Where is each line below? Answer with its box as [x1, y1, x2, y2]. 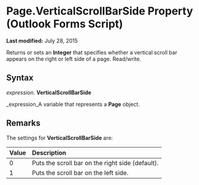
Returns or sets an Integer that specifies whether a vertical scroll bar [6, 48, 178, 56]
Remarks [6, 118, 41, 128]
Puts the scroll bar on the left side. [32, 168, 128, 177]
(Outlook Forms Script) [6, 17, 124, 31]
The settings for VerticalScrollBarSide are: [6, 134, 113, 141]
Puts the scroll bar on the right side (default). [32, 158, 159, 167]
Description [32, 148, 66, 157]
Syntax [6, 73, 34, 83]
